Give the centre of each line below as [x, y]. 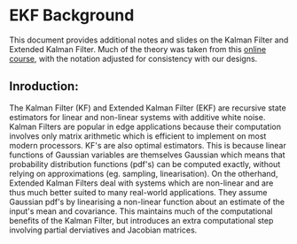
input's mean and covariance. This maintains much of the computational [141, 211]
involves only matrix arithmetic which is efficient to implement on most [138, 136]
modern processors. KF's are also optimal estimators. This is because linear [148, 145]
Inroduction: [44, 86]
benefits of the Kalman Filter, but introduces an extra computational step [141, 220]
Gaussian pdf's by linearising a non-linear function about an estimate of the [147, 202]
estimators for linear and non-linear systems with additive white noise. [137, 117]
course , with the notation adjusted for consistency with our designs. [133, 58]
